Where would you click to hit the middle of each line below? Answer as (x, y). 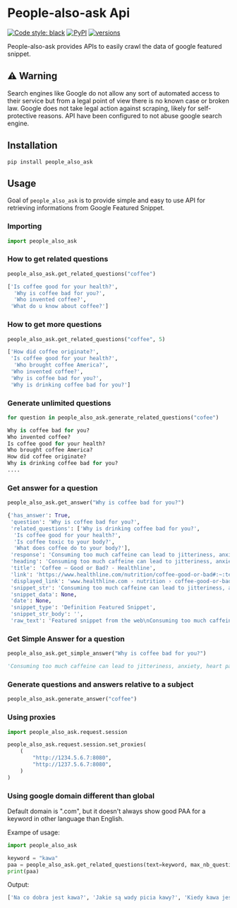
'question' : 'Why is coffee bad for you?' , (75, 522)
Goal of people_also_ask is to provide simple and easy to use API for (107, 200)
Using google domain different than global (81, 795)
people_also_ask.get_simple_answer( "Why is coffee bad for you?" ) (107, 654)
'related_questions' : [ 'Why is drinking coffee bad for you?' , (105, 529)
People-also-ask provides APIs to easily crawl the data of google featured (115, 46)
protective (22, 115)
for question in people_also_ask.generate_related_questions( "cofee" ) (113, 418)
